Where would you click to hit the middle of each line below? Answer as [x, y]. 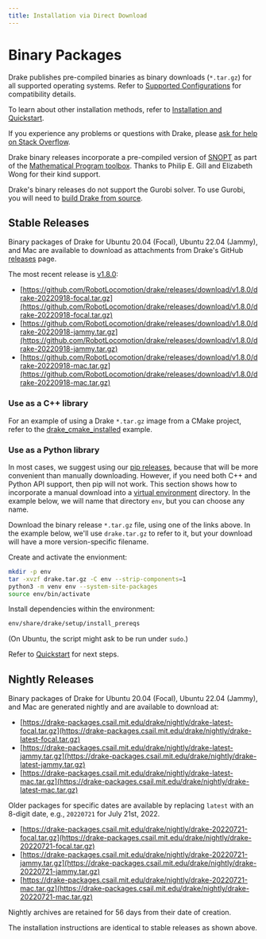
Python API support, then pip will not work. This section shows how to [123, 484]
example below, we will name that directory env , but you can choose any [126, 501]
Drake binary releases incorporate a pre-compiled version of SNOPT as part [133, 157]
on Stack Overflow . [39, 142]
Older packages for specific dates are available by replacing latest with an [131, 805]
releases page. [33, 259]
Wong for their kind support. [54, 174]
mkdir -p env [30, 571]
